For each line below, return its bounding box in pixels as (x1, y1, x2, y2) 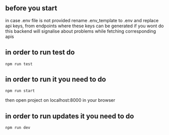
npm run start (5, 88, 35, 94)
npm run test (5, 61, 33, 66)
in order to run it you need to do (5, 75, 106, 84)
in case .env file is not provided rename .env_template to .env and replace (5, 17, 159, 23)
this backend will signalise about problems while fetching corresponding (5, 28, 156, 34)
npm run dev (5, 125, 30, 130)
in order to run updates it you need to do (5, 112, 134, 120)
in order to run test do (5, 48, 75, 57)
